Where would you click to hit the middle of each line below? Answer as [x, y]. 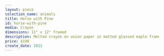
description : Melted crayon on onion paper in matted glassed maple [76, 37]
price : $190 [17, 41]
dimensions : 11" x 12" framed [36, 32]
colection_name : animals [30, 14]
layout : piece [20, 9]
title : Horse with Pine [29, 19]
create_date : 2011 [24, 46]
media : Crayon [20, 28]
